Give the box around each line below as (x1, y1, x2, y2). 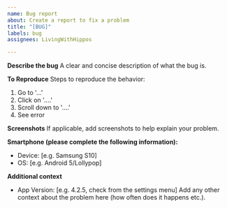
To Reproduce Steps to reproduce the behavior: (7, 75, 145, 84)
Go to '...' (17, 89, 43, 97)
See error (17, 111, 45, 119)
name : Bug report (7, 10, 58, 17)
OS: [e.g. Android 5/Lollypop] (17, 158, 102, 168)
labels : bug (7, 29, 42, 37)
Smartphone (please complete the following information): (7, 138, 178, 147)
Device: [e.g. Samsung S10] (17, 151, 98, 160)
